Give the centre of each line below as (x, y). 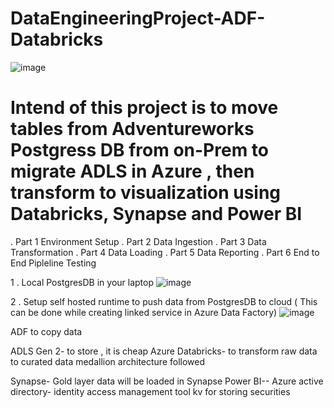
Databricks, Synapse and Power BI (156, 214)
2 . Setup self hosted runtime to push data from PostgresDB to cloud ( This (164, 301)
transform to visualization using (146, 193)
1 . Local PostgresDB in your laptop (82, 282)
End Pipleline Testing (53, 263)
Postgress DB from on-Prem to (139, 150)
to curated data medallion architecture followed (108, 361)
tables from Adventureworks (132, 129)
